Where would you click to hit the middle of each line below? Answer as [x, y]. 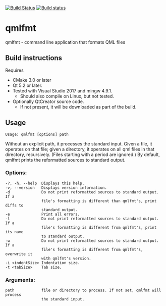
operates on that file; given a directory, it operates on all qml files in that [80, 149]
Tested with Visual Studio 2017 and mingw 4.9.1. [62, 90]
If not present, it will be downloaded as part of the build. [78, 107]
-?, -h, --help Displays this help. [45, 183]
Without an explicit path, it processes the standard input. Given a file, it [79, 143]
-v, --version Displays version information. [56, 188]
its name [14, 232]
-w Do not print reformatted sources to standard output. [82, 241]
